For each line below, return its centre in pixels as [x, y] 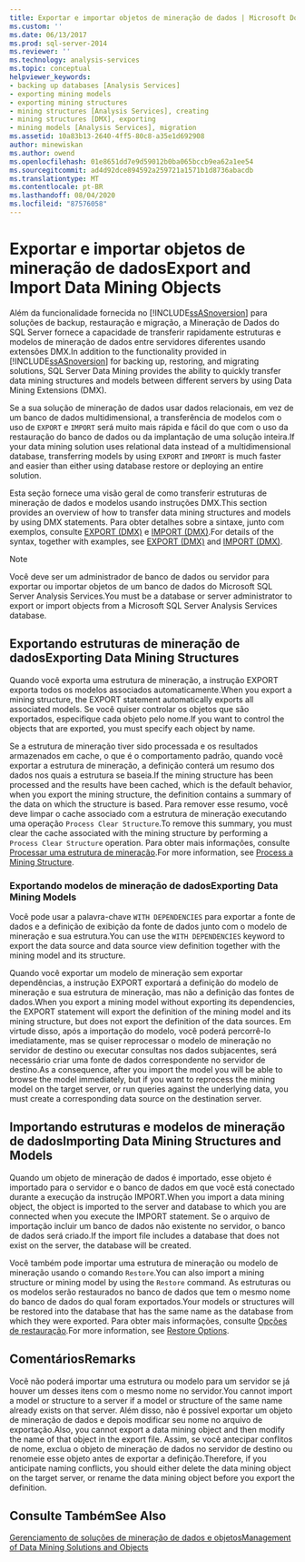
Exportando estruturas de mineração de [125, 644]
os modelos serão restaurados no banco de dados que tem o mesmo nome [150, 1292]
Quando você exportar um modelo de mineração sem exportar [126, 972]
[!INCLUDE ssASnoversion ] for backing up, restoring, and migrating [134, 361]
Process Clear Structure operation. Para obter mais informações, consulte [150, 842]
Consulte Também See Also [88, 1516]
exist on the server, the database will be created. [101, 1245]
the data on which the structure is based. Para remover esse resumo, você [149, 804]
